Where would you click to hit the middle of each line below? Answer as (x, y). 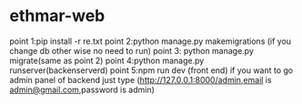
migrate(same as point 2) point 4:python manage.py (107, 60)
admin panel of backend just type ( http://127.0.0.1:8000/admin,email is (141, 79)
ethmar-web (57, 16)
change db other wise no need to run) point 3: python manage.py (132, 50)
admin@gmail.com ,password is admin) (82, 89)
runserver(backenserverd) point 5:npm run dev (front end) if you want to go (151, 70)
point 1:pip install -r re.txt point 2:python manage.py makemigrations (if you (151, 41)
